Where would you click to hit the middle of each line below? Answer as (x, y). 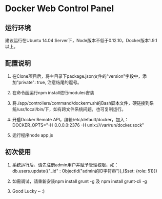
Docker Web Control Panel (60, 9)
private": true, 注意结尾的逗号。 (50, 82)
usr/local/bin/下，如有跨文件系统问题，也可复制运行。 (72, 109)
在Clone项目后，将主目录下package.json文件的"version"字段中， (77, 76)
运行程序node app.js (32, 135)
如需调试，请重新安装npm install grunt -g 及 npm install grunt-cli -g (80, 181)
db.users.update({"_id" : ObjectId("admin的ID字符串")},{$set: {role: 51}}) (85, 171)
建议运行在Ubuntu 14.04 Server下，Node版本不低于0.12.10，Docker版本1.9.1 (81, 40)
